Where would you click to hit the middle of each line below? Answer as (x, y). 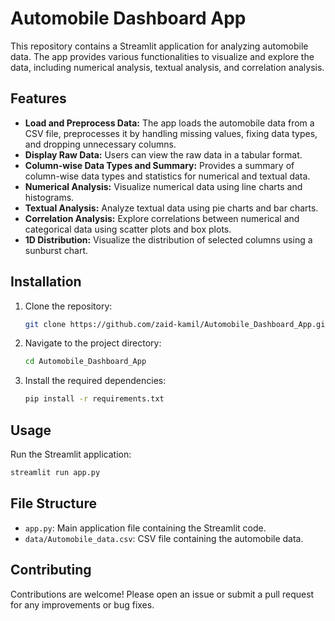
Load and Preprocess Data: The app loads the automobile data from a (169, 123)
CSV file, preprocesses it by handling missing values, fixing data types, (171, 133)
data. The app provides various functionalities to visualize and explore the (162, 56)
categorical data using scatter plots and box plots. (128, 229)
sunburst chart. (56, 250)
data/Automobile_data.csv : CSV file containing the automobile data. (164, 538)
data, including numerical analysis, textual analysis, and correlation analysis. (167, 67)
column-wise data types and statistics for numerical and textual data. (167, 176)
